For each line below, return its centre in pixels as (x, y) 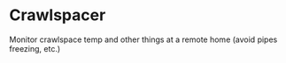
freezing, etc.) (35, 48)
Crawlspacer (58, 15)
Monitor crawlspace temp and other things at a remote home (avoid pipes (143, 39)
